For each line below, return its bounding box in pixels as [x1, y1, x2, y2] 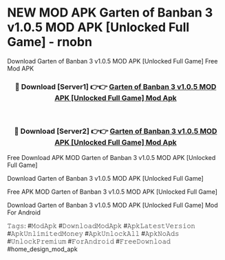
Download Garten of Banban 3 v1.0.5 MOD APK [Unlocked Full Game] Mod [7, 201, 218, 209]
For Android [7, 208, 41, 217]
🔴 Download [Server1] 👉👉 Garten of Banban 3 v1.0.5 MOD [14, 81, 217, 91]
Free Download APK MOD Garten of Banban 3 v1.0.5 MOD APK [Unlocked [7, 153, 216, 161]
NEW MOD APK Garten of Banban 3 [7, 5, 213, 21]
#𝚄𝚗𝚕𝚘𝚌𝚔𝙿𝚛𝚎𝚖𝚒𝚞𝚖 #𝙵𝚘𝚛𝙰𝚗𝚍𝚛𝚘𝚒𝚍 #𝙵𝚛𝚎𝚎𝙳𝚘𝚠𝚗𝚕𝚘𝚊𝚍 [7, 237, 171, 246]
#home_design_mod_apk [7, 245, 78, 253]
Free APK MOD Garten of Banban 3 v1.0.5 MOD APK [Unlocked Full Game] [7, 188, 218, 196]
